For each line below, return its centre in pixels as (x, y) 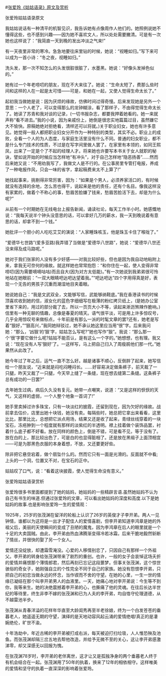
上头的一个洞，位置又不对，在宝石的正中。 (48, 460)
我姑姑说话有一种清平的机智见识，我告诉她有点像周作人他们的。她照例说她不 (83, 28)
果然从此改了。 (20, 350)
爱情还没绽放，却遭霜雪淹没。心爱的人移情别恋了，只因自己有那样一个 (77, 550)
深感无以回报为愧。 (46, 646)
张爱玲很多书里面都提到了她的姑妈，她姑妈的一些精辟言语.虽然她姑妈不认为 (82, 492)
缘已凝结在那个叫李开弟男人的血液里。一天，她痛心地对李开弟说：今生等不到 (83, 581)
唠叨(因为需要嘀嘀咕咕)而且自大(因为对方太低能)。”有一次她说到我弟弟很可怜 (82, 272)
